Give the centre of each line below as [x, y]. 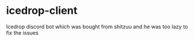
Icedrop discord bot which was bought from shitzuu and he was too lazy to [97, 27]
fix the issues [22, 32]
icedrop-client [42, 11]
